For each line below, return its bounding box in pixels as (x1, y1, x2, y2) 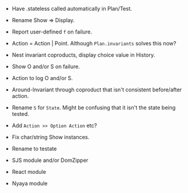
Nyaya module (11, 180, 48, 187)
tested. (11, 111, 30, 117)
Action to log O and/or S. (11, 75, 73, 81)
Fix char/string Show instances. (11, 134, 90, 140)
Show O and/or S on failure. (11, 63, 81, 70)
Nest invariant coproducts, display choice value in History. (11, 51, 155, 59)
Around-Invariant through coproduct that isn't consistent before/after (11, 86, 182, 93)
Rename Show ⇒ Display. (11, 17, 75, 23)
